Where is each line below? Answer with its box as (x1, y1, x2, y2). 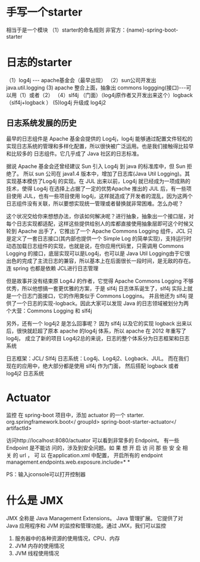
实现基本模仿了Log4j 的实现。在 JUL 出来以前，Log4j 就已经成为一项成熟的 (6, 177, 190, 185)
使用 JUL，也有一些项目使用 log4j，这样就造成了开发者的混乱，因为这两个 (11, 192, 193, 200)
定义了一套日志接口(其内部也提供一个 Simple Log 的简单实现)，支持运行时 (11, 235, 192, 242)
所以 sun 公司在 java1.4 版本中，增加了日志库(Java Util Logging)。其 (23, 170, 190, 177)
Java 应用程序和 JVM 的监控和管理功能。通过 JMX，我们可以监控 (6, 522, 167, 529)
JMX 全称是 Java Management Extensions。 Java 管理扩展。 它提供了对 (6, 514, 183, 521)
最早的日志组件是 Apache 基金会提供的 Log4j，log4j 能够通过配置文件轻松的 (6, 135, 193, 142)
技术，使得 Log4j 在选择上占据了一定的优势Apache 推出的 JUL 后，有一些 (6, 185, 187, 192)
